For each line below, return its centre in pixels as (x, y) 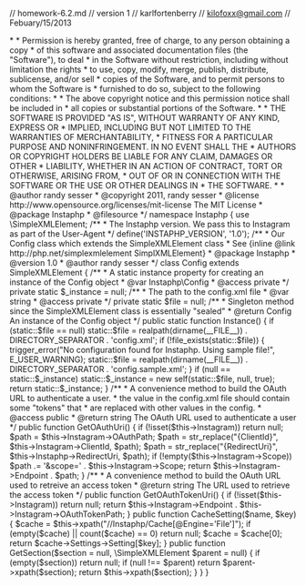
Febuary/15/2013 (41, 23)
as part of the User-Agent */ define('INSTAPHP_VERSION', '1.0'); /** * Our (147, 234)
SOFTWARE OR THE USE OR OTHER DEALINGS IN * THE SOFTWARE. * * (147, 185)
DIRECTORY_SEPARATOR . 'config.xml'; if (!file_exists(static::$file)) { (137, 340)
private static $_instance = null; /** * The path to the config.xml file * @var (149, 292)
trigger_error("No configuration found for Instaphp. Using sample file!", (143, 350)
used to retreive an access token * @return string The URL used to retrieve (150, 485)
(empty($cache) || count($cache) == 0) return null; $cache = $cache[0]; (146, 533)
